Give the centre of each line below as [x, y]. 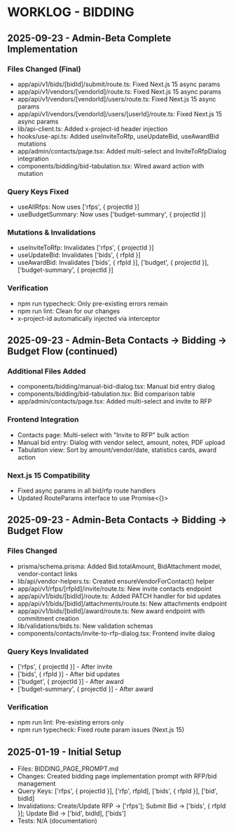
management [36, 784]
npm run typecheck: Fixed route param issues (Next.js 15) [101, 730]
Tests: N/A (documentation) [57, 821]
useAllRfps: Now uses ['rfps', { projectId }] [78, 207]
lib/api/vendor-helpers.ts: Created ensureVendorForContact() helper [116, 581]
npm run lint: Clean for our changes [69, 311]
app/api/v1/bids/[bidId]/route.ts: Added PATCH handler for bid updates [119, 596]
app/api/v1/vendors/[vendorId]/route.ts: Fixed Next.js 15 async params [119, 91]
